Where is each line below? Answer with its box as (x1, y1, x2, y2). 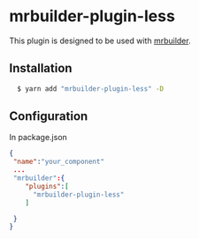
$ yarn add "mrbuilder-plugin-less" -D (17, 84, 165, 93)
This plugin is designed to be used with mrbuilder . (9, 35, 192, 46)
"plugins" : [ (25, 182, 69, 190)
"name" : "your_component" (12, 157, 104, 167)
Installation (9, 61, 73, 76)
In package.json (9, 132, 68, 143)
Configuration (9, 108, 88, 124)
